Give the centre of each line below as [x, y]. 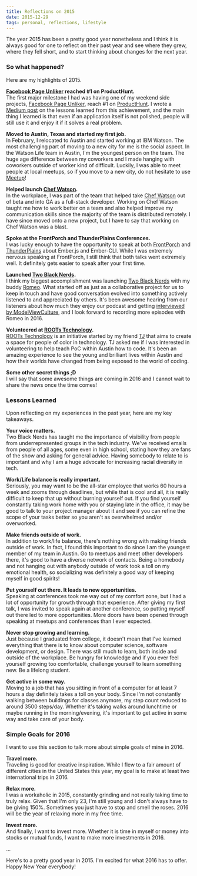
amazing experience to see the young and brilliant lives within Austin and [95, 354]
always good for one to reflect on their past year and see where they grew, [96, 45]
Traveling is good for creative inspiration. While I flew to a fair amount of [94, 765]
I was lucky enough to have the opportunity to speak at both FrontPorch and [98, 244]
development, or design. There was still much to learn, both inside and [91, 651]
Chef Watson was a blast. [37, 227]
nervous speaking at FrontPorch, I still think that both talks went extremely [96, 257]
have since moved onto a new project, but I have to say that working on [93, 220]
